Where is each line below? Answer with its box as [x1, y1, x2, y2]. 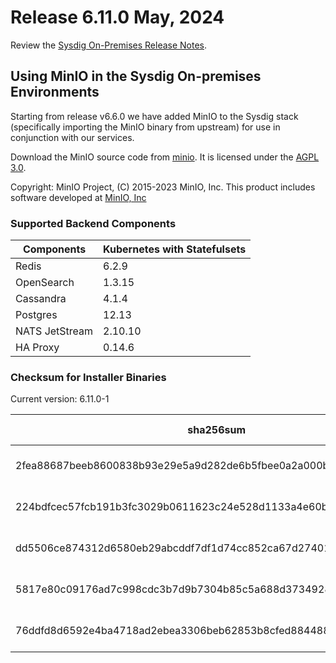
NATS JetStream [15, 324, 94, 338]
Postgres [15, 308, 58, 322]
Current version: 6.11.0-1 [10, 393, 110, 405]
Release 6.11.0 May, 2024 [10, 6, 225, 29]
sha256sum [187, 423, 247, 437]
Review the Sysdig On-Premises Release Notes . [10, 39, 208, 51]
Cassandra [15, 292, 67, 306]
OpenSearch [15, 276, 75, 290]
